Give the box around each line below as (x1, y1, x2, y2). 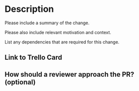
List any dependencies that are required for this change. (4, 39, 120, 45)
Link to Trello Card (4, 53, 63, 62)
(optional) (4, 78, 36, 86)
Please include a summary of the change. (4, 20, 90, 26)
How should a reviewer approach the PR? (4, 70, 135, 79)
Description (4, 3, 54, 15)
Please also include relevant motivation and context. (4, 29, 111, 35)
